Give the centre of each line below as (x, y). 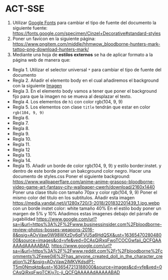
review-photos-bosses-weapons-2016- (53, 229)
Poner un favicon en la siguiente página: (54, 39)
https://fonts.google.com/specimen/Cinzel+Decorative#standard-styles (87, 33)
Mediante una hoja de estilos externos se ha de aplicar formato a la (82, 54)
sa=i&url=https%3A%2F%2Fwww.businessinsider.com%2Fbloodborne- (87, 224)
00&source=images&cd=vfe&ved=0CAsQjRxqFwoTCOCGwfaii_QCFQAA (87, 240)
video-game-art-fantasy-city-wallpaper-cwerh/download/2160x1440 (84, 187)
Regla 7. (21, 123)
